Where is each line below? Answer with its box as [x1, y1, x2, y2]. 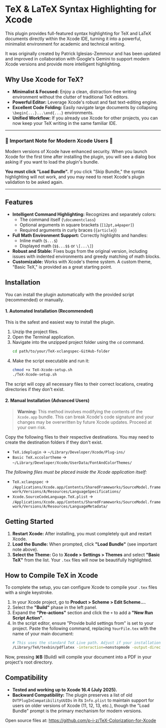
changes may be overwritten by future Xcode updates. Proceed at [17, 419, 152, 425]
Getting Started [5, 517, 54, 526]
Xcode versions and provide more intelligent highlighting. [5, 61, 122, 67]
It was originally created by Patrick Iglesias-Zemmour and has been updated [5, 51, 161, 56]
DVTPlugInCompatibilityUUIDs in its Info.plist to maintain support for [12, 697, 154, 703]
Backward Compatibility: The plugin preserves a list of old [12, 692, 132, 698]
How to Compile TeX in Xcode [5, 571, 98, 579]
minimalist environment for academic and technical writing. [5, 41, 125, 47]
